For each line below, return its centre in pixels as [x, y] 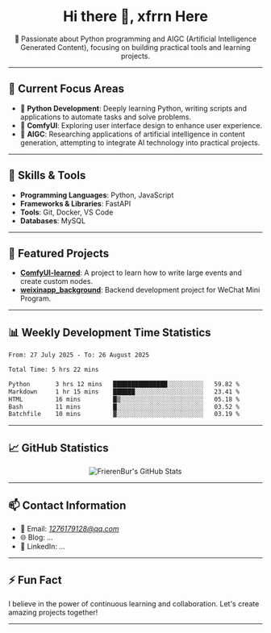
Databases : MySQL [53, 220]
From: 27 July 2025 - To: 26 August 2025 [79, 355]
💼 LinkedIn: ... [43, 546]
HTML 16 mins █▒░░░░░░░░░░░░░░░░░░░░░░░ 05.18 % [124, 399]
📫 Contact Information [67, 505]
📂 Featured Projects [59, 253]
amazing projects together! [53, 612]
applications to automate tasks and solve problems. [106, 117]
